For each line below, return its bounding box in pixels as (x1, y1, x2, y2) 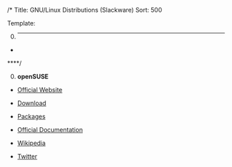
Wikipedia (17, 139, 46, 147)
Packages (17, 113, 46, 120)
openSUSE (17, 72, 49, 80)
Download (17, 99, 47, 107)
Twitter (17, 153, 38, 160)
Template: (7, 19, 36, 27)
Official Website (17, 86, 63, 93)
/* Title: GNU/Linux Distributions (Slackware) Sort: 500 (7, 6, 162, 14)
